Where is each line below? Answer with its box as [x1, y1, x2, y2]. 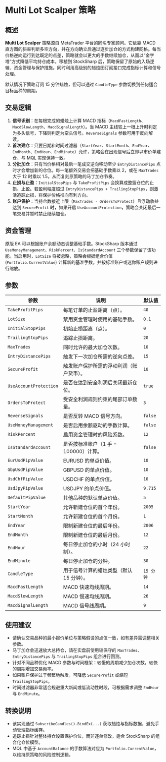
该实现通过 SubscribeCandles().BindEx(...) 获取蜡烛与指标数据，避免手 [12, 721, 160, 727]
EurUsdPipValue [7, 458, 43, 464]
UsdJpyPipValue [7, 485, 43, 491]
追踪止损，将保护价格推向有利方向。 [16, 192, 90, 198]
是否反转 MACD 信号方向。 [63, 412, 125, 419]
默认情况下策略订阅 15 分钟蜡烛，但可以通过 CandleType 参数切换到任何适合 [5, 81, 158, 87]
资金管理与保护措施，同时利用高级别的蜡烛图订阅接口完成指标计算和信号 [13, 65, 161, 70]
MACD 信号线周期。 [63, 602, 110, 609]
